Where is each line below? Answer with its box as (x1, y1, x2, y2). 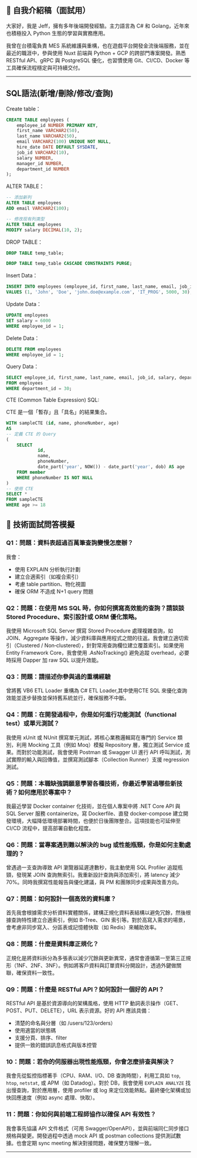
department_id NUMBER (16, 166, 69, 172)
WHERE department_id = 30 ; (6, 386, 72, 392)
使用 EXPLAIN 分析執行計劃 (14, 565, 81, 573)
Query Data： (6, 363, 39, 370)
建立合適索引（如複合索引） (14, 573, 82, 580)
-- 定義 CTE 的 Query (6, 431, 56, 437)
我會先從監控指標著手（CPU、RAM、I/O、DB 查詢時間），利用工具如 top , (6, 1072, 181, 1079)
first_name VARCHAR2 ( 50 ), (16, 128, 80, 134)
